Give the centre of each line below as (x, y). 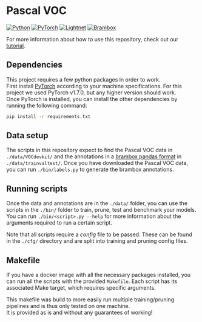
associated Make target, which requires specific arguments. (81, 288)
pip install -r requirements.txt (49, 116)
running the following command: (47, 105)
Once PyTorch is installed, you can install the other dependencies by (92, 99)
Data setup (27, 135)
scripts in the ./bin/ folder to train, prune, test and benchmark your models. (101, 210)
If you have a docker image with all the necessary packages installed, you (99, 275)
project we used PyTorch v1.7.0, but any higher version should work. (91, 93)
